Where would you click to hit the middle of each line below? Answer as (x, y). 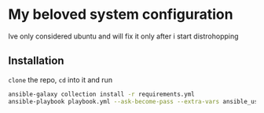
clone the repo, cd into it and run (60, 79)
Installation (36, 61)
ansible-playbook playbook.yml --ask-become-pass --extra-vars (114, 101)
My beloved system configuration (121, 15)
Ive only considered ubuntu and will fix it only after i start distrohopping (123, 36)
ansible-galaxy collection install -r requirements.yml (101, 94)
